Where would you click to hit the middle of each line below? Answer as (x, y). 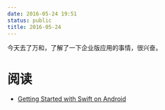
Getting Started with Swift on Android (72, 99)
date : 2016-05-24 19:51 (42, 14)
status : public (30, 20)
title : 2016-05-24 (34, 27)
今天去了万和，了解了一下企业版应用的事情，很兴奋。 (85, 48)
